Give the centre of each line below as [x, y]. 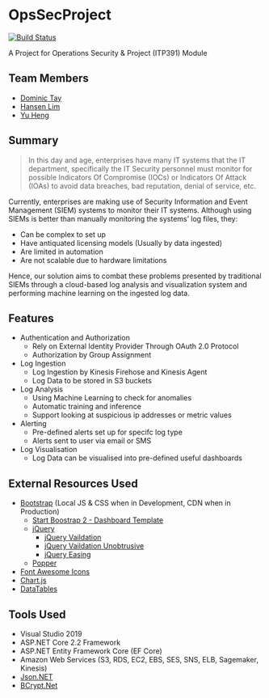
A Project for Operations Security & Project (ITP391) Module [108, 53]
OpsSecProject [60, 15]
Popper [44, 563]
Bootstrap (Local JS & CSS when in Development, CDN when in [126, 503]
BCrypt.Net [39, 685]
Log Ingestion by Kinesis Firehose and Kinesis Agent [120, 372]
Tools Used [37, 614]
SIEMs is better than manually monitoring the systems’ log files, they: [123, 218]
